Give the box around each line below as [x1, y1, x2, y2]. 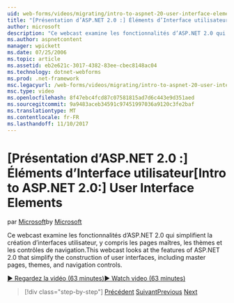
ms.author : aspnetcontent [7, 36, 82, 43]
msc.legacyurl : [7, 81, 52, 88]
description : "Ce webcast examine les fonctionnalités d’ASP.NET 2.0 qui [7, 29, 226, 37]
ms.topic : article [7, 56, 61, 63]
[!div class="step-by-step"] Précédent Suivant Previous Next [24, 288, 198, 296]
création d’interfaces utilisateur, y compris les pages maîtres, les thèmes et [7, 238, 223, 247]
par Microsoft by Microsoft [7, 217, 82, 226]
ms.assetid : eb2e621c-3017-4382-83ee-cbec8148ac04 [7, 62, 157, 69]
